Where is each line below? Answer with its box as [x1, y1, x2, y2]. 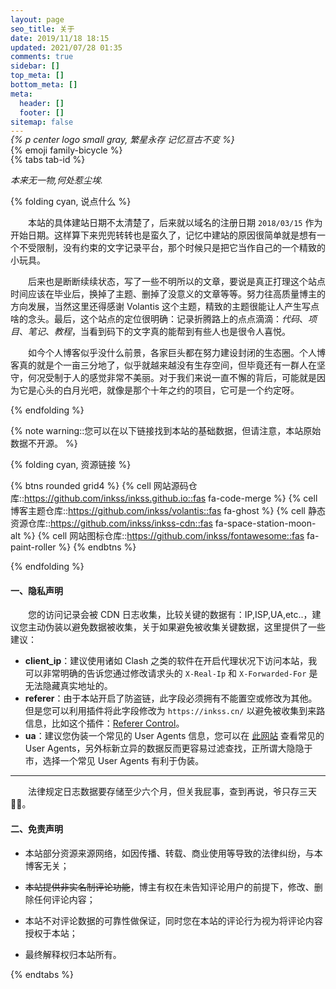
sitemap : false [10, 117, 74, 127]
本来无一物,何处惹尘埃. [10, 174, 104, 186]
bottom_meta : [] [10, 80, 78, 90]
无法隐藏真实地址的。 [24, 680, 113, 692]
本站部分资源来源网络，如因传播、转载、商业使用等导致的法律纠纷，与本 [24, 847, 323, 859]
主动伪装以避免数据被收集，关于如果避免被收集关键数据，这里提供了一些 [27, 621, 326, 633]
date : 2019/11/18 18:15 [10, 33, 110, 43]
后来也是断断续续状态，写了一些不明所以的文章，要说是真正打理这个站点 [28, 276, 326, 288]
